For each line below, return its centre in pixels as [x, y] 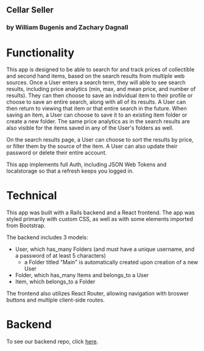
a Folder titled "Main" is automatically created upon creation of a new [111, 262]
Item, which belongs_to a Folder [55, 282]
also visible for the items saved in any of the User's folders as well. [90, 128]
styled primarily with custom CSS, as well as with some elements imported [100, 219]
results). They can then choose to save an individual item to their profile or [100, 96]
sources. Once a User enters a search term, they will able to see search [96, 82]
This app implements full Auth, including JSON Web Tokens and [86, 165]
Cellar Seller [30, 10]
